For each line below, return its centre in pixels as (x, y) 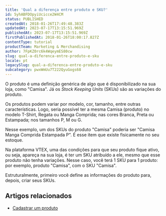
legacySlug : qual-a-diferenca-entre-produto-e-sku (59, 65)
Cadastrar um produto (35, 208)
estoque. (14, 140)
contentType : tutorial (29, 42)
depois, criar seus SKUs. (30, 180)
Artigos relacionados (39, 196)
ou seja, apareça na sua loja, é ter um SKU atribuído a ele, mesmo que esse (83, 155)
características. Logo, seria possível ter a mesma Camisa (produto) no (77, 109)
